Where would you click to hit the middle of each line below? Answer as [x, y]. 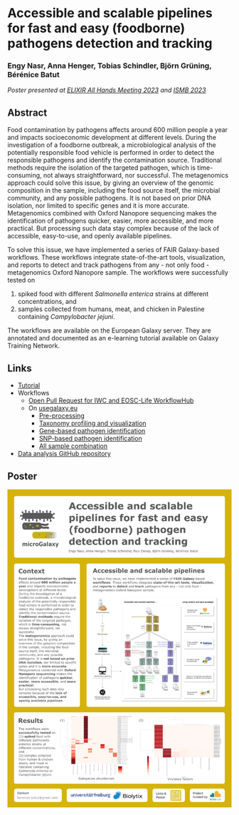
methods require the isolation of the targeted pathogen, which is [101, 168]
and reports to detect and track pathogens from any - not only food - [108, 265]
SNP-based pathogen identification [90, 439]
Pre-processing [62, 416]
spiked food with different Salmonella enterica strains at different [113, 294]
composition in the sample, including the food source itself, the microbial [114, 191]
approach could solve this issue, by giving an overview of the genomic [111, 183]
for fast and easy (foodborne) [96, 28]
